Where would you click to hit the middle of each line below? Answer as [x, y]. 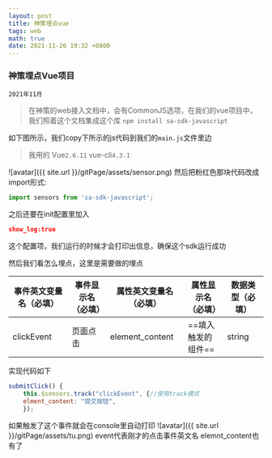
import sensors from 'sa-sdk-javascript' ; [81, 198]
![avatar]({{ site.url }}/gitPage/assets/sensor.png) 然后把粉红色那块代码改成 [134, 172]
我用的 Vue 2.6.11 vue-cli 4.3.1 [79, 155]
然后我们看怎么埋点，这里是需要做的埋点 [76, 263]
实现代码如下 [30, 371]
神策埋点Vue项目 [42, 76]
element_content [142, 337]
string [238, 337]
